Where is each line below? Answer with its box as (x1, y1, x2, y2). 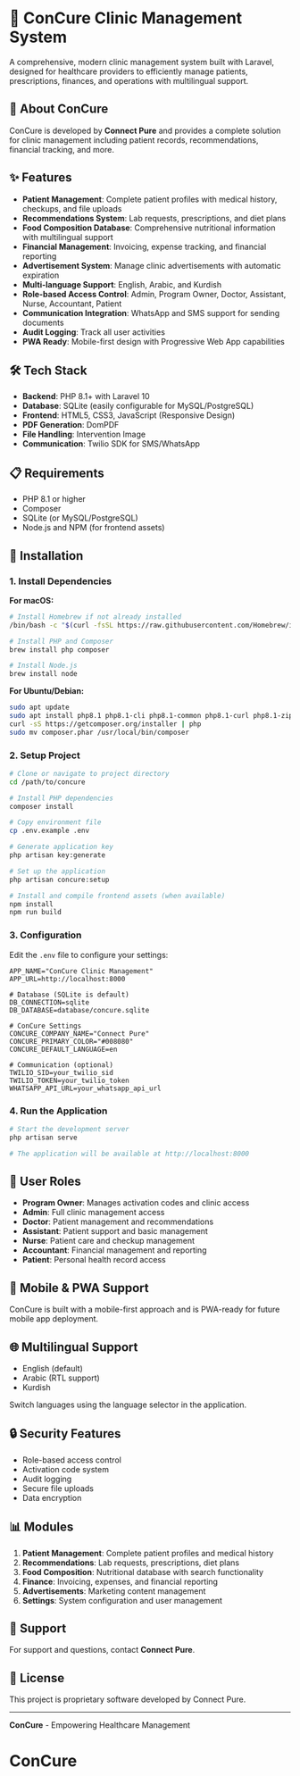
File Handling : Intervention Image (21, 429, 146, 440)
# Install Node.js (9, 661, 78, 671)
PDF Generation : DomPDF (21, 420, 120, 430)
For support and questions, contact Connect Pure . (9, 1645, 196, 1655)
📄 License (9, 1670, 65, 1686)
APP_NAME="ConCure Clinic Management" (9, 966, 154, 976)
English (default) (21, 1363, 83, 1373)
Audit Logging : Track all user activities (21, 326, 165, 338)
